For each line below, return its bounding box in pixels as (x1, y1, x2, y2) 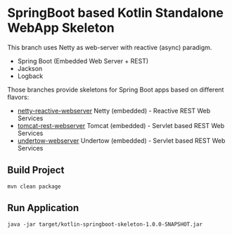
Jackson (17, 64, 43, 72)
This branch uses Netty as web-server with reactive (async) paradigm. (7, 43, 212, 51)
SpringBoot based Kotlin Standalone (7, 5, 224, 21)
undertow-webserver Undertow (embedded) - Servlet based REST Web (17, 136, 226, 145)
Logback (17, 72, 44, 80)
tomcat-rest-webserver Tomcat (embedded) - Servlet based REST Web (17, 121, 225, 129)
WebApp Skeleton (7, 20, 115, 36)
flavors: (7, 93, 30, 101)
